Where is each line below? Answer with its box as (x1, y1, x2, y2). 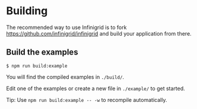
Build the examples (6, 47, 78, 57)
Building (6, 4, 48, 18)
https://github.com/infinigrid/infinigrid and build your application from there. (6, 30, 192, 37)
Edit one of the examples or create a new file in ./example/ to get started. (6, 85, 185, 92)
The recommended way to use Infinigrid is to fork (6, 24, 127, 31)
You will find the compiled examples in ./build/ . (6, 73, 125, 81)
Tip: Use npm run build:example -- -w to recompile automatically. (6, 96, 167, 103)
